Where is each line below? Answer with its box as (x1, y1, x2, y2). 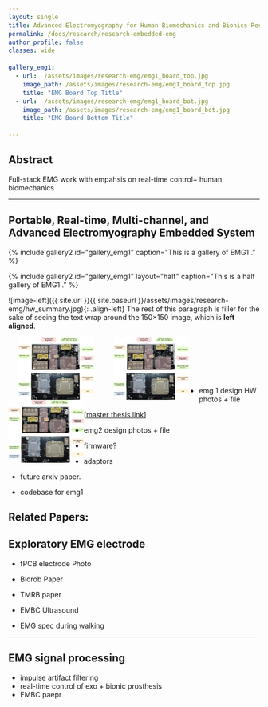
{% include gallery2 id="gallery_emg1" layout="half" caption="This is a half (8, 271, 255, 281)
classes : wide (8, 46, 56, 55)
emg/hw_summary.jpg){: (8, 304, 89, 314)
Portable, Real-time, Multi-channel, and (8, 214, 210, 227)
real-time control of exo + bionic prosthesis (19, 681, 162, 691)
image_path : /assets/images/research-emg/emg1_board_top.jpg (22, 80, 230, 88)
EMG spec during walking (19, 621, 105, 630)
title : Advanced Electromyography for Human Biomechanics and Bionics (8, 21, 248, 30)
